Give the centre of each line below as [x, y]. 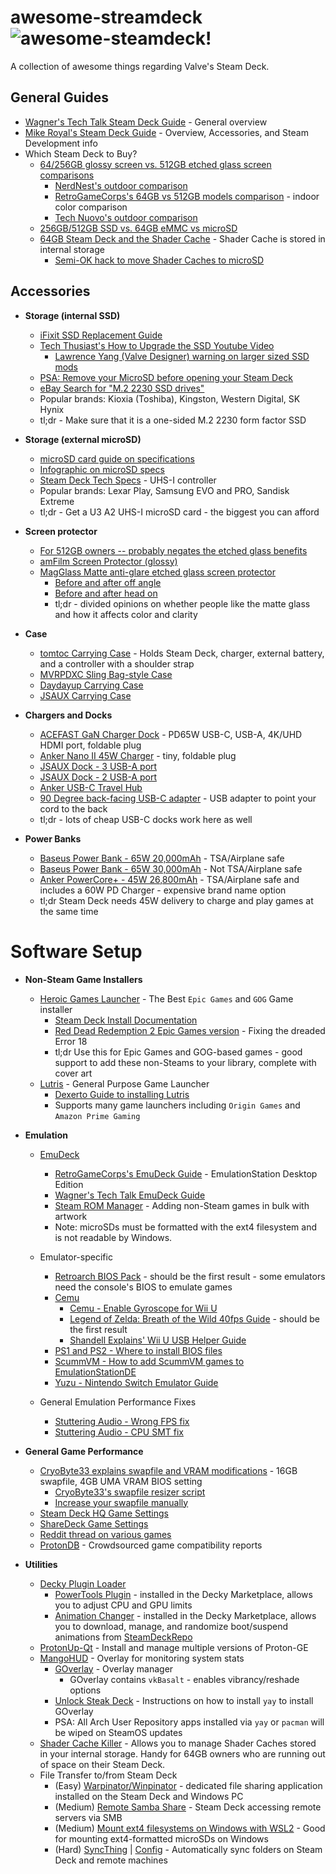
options [85, 1690]
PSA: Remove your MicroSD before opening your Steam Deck [166, 377]
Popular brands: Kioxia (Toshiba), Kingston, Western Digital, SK [170, 398]
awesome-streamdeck [106, 17]
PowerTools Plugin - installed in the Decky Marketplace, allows [183, 1594]
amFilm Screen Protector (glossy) [108, 561]
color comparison [91, 207]
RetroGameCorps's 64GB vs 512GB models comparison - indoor [187, 196]
